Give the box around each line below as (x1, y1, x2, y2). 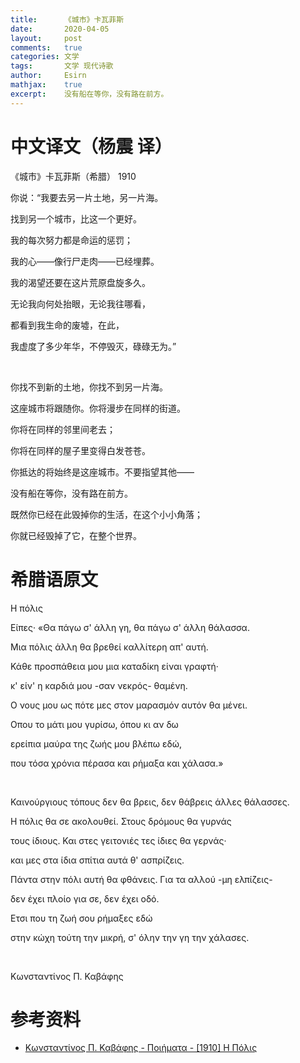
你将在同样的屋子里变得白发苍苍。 (10, 444, 151, 456)
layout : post (10, 33, 83, 43)
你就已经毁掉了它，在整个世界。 (10, 529, 142, 541)
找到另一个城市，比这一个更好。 (10, 212, 142, 225)
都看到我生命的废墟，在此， (10, 319, 125, 331)
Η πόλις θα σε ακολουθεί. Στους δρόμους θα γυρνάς (10, 815, 232, 827)
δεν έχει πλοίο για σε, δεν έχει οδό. (10, 892, 160, 905)
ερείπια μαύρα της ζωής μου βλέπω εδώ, (10, 737, 182, 750)
